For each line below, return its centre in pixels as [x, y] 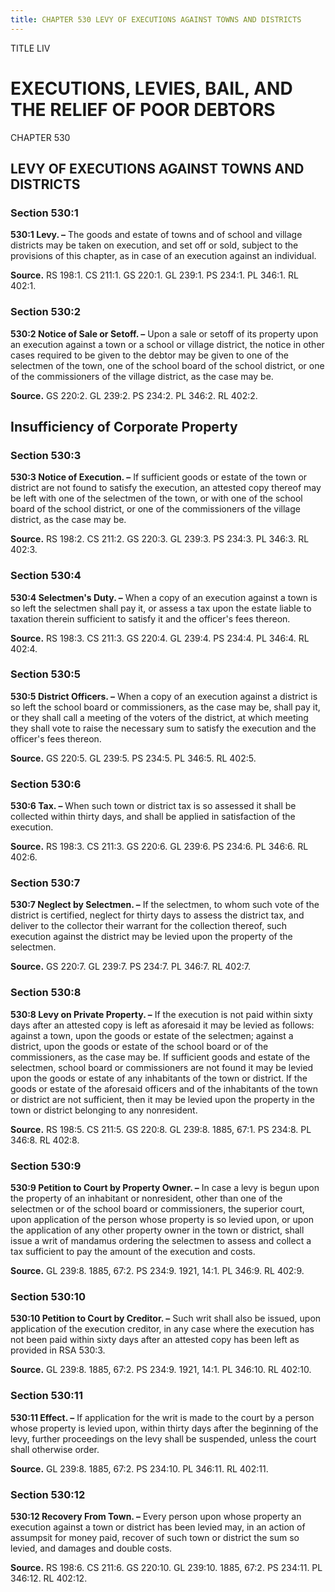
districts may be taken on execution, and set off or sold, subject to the [154, 245]
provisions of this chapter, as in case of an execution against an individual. [163, 256]
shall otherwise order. [55, 1449]
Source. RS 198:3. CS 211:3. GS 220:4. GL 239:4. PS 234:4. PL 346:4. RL [160, 638]
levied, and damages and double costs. [91, 1548]
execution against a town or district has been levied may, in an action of [158, 1527]
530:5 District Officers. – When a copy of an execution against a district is [164, 696]
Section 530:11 [46, 1396]
